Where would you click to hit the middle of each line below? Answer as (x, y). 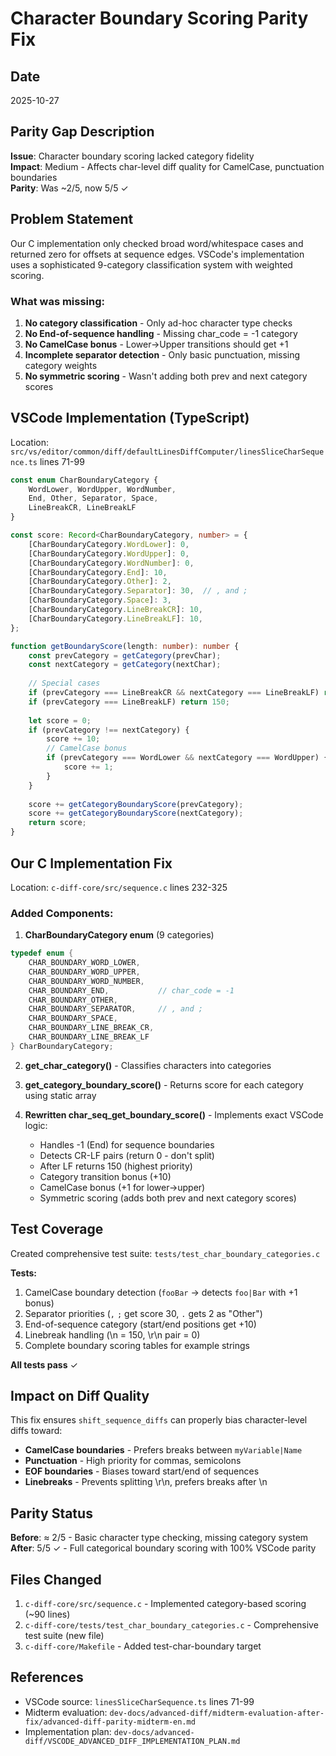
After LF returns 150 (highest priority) (116, 1166)
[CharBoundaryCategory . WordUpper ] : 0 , (109, 553)
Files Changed (56, 1579)
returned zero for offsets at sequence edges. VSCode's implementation (157, 254)
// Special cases (64, 683)
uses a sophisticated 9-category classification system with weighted (151, 264)
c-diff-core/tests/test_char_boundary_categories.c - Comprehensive (171, 1625)
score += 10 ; (73, 739)
